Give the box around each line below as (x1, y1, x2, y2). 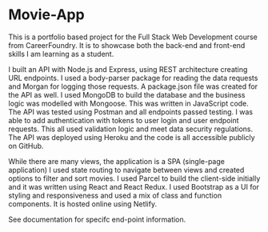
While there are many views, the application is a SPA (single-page (8, 156, 226, 166)
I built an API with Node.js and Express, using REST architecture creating (8, 64, 248, 74)
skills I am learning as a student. (8, 49, 114, 58)
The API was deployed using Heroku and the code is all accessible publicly (8, 132, 255, 142)
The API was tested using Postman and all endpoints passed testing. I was (8, 106, 254, 117)
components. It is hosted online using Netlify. (8, 198, 158, 209)
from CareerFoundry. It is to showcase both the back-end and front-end (8, 40, 246, 50)
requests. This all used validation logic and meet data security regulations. (8, 124, 254, 134)
